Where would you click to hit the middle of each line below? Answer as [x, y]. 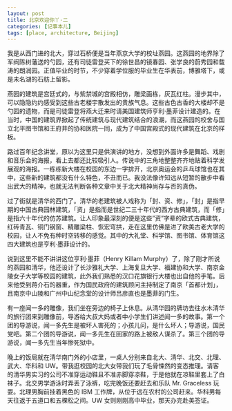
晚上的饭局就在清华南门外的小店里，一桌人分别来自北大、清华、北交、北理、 [116, 357]
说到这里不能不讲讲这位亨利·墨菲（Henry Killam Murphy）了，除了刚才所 [110, 259]
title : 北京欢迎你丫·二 [38, 20]
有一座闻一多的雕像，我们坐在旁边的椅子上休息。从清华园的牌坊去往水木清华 [116, 308]
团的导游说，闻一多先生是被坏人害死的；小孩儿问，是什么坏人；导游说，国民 [116, 325]
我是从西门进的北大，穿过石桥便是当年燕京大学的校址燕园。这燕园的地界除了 [116, 53]
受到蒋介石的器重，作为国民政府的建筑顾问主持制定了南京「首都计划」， [120, 285]
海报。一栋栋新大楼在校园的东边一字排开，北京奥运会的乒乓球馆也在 [122, 169]
